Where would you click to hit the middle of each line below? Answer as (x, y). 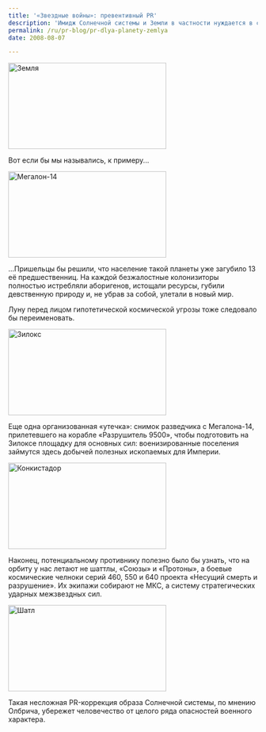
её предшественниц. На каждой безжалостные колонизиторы (114, 278)
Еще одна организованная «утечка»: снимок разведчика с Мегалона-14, (131, 427)
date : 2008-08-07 (37, 38)
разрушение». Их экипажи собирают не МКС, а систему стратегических (132, 586)
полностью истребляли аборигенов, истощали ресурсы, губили (116, 286)
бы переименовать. (42, 318)
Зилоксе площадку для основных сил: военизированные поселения (123, 443)
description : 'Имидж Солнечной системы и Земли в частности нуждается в (131, 23)
